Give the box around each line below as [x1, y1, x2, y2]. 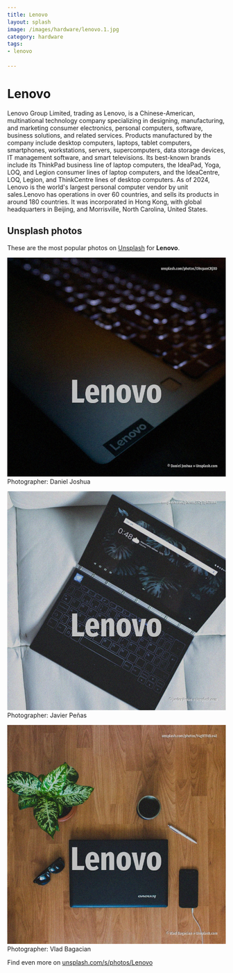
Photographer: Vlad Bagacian [7, 945, 92, 953]
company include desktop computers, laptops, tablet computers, [7, 138, 192, 147]
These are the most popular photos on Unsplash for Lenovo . [7, 243, 180, 252]
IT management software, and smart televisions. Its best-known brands [7, 153, 212, 161]
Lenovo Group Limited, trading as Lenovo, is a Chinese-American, [7, 108, 196, 117]
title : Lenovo [7, 11, 49, 18]
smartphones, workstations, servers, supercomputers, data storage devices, [7, 146, 226, 154]
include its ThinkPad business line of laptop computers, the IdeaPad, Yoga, [7, 161, 221, 169]
